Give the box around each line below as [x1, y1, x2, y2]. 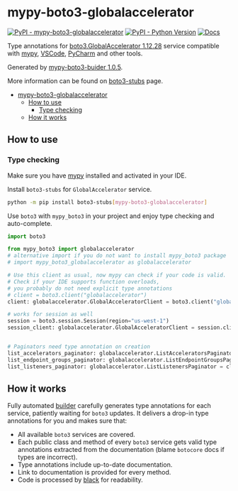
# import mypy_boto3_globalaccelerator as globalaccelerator [7, 259, 192, 266]
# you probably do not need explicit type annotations [7, 285, 173, 292]
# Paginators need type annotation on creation [7, 343, 151, 350]
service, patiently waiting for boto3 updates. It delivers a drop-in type [7, 409, 209, 418]
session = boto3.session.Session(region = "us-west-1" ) [7, 318, 170, 325]
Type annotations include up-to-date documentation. [17, 460, 173, 469]
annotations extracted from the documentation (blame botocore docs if [17, 446, 225, 454]
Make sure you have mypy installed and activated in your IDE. [7, 171, 187, 180]
